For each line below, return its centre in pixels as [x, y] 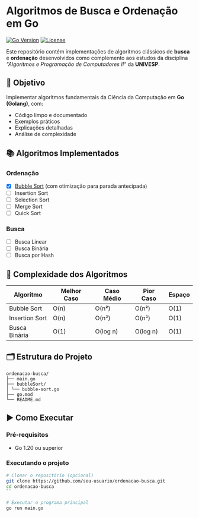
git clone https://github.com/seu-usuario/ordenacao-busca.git [86, 481]
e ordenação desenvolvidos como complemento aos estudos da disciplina [97, 58]
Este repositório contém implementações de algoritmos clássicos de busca [98, 51]
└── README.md [24, 399]
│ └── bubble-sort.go [33, 389]
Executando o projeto [38, 463]
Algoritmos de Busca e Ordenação [92, 11]
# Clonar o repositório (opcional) [50, 475]
